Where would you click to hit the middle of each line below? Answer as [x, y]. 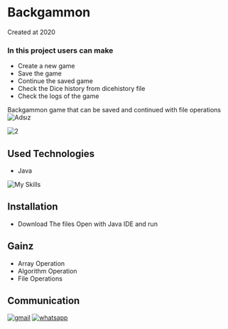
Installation [33, 207]
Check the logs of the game [58, 96]
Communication [44, 301]
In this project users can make [60, 50]
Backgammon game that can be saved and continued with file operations [114, 110]
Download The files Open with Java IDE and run [88, 224]
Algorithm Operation [47, 271]
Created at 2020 [31, 32]
